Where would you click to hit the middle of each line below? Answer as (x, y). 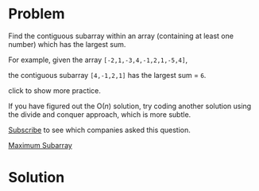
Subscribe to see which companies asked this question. (99, 130)
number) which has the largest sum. (67, 44)
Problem (37, 14)
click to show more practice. (55, 90)
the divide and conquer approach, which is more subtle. (100, 114)
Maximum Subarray (41, 145)
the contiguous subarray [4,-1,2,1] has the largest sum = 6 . (107, 75)
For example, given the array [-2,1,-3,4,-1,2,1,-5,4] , (98, 60)
